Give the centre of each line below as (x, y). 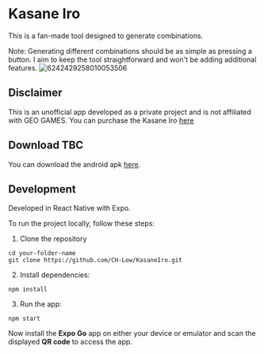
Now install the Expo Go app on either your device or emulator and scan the (132, 333)
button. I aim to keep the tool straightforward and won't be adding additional (132, 59)
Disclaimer (35, 93)
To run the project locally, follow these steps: (81, 223)
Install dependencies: (55, 275)
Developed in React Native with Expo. (69, 208)
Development (42, 189)
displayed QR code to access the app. (71, 342)
